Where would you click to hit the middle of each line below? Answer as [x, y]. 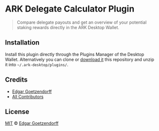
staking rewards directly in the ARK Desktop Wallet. [68, 27]
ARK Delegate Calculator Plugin [70, 9]
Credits [16, 80]
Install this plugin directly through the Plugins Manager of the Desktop [74, 54]
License [17, 111]
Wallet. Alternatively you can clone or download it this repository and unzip [80, 59]
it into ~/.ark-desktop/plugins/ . [37, 64]
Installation [22, 43]
